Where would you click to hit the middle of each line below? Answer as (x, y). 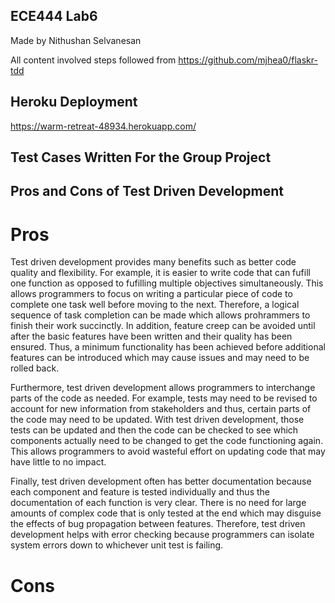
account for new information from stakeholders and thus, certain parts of (161, 409)
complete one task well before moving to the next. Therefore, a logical (155, 305)
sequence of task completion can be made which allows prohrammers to (160, 315)
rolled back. (35, 368)
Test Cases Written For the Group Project (141, 157)
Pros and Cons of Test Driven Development (147, 191)
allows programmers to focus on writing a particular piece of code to (151, 294)
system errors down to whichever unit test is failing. (117, 545)
